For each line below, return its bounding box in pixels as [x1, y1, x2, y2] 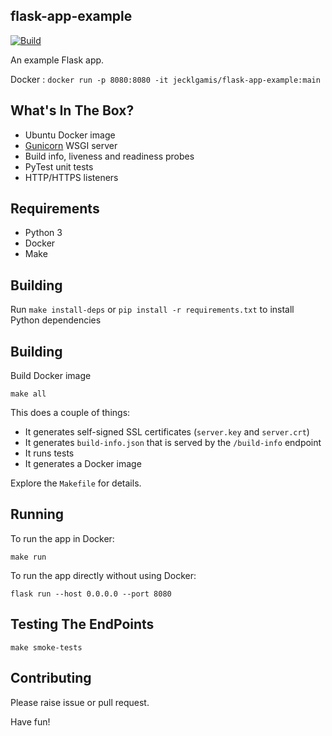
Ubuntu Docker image [24, 129, 116, 141]
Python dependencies [10, 314, 102, 326]
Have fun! [10, 715, 51, 728]
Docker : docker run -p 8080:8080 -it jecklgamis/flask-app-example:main [10, 73, 321, 85]
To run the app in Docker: [10, 532, 115, 544]
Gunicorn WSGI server [24, 139, 118, 151]
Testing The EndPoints [10, 616, 155, 633]
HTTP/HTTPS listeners [24, 171, 119, 183]
